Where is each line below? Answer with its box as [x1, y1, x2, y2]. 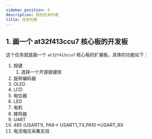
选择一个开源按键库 [21, 69, 62, 75]
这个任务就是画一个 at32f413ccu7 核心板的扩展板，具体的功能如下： [6, 52, 148, 58]
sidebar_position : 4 [6, 7, 50, 13]
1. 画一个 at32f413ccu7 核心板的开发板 [6, 37, 128, 46]
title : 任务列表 [6, 17, 37, 22]
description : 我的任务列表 [6, 12, 59, 17]
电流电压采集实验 [13, 128, 50, 134]
